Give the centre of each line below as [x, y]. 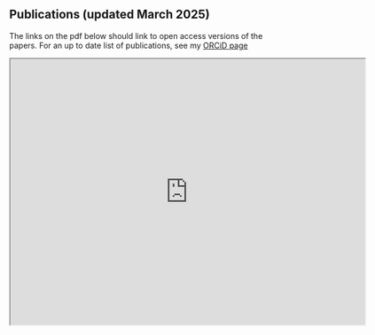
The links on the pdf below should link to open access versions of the [136, 35]
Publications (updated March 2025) [109, 15]
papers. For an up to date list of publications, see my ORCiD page [129, 45]
